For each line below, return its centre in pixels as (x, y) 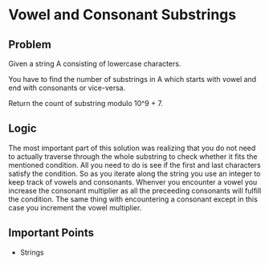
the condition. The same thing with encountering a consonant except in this (133, 199)
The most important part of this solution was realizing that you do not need (132, 148)
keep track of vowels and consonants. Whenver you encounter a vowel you (133, 181)
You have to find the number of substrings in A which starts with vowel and (132, 79)
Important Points (51, 233)
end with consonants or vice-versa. (67, 88)
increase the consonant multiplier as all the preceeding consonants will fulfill (135, 190)
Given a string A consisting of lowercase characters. (95, 63)
